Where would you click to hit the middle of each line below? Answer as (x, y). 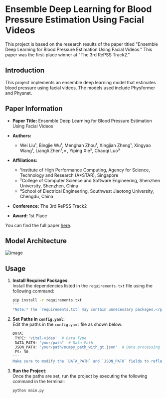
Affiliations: (25, 160)
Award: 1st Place (30, 216)
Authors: (22, 135)
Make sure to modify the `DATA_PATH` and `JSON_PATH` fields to (81, 361)
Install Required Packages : (40, 280)
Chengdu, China (36, 196)
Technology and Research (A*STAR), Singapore (69, 175)
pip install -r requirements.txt (47, 300)
